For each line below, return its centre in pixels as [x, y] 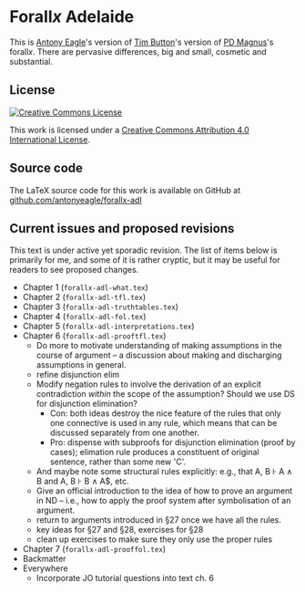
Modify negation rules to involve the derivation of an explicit [148, 384]
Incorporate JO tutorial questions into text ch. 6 [125, 578]
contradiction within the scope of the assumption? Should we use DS [166, 394]
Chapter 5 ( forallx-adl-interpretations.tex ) [108, 327]
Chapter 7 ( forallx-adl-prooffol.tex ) [94, 549]
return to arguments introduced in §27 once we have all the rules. [159, 520]
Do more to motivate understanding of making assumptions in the [159, 346]
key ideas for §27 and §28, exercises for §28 [120, 530]
